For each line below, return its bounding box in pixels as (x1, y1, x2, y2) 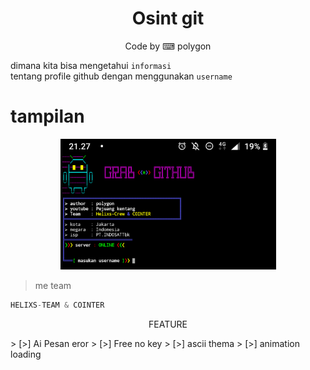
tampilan (10, 105, 85, 128)
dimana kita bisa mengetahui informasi (10, 59, 172, 71)
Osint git (131, 7, 205, 30)
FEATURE (148, 318, 188, 330)
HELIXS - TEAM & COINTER (10, 300, 105, 310)
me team (34, 279, 72, 291)
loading (10, 348, 42, 360)
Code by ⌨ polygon (124, 40, 212, 52)
